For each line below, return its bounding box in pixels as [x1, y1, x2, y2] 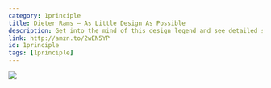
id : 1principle [8, 42, 60, 50]
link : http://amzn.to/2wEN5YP [8, 34, 110, 42]
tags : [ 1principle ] [8, 49, 74, 57]
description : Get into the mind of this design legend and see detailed [8, 26, 258, 34]
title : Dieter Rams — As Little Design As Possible [8, 19, 186, 27]
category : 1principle [8, 11, 81, 20]
